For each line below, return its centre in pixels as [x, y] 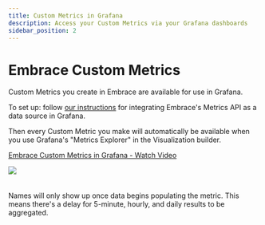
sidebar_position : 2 [43, 30]
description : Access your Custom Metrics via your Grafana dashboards [128, 23]
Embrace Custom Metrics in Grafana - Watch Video [93, 156]
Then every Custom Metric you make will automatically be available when [129, 132]
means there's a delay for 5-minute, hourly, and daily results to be [117, 204]
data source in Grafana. [47, 116]
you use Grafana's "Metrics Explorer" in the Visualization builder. [115, 140]
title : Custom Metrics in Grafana [66, 16]
